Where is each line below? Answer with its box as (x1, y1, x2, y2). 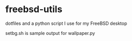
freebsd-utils (5, 4, 62, 15)
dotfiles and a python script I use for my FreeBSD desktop (5, 20, 127, 26)
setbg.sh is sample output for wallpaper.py (5, 30, 96, 36)
